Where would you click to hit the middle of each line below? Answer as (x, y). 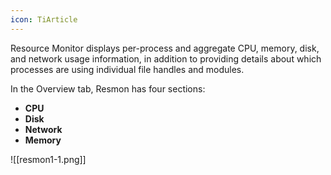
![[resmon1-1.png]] (48, 159)
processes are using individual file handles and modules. (127, 69)
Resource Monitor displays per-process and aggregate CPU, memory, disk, (165, 48)
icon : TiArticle (44, 19)
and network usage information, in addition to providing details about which (166, 58)
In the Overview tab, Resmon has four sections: (108, 88)
